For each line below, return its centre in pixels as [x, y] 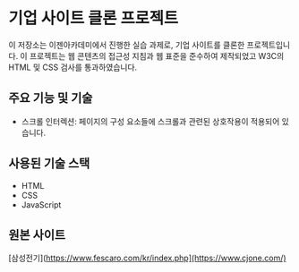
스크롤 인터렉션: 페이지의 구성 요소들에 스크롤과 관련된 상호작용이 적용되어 [150, 121]
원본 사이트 [37, 235]
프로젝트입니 [269, 45]
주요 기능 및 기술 [51, 98]
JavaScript [41, 204]
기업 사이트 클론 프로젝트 [94, 18]
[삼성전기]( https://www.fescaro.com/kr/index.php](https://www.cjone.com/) [148, 258]
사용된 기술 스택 [49, 163]
